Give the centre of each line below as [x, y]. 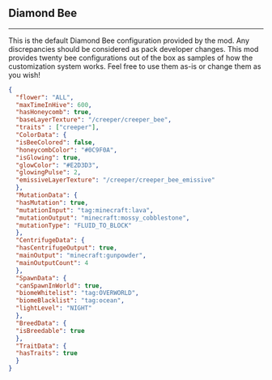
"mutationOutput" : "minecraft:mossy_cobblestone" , [103, 218]
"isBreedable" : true [50, 331]
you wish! [24, 75]
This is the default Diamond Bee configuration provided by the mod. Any [129, 41]
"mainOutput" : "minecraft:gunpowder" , [81, 256]
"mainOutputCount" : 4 [52, 263]
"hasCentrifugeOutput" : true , [66, 248]
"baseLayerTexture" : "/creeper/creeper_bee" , [94, 120]
